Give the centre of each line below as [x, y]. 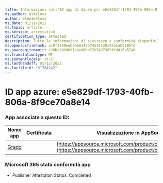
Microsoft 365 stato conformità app [48, 165]
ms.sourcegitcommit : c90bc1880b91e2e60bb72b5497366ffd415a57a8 [70, 50]
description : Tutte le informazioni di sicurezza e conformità [70, 41]
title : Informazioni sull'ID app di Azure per [53, 9]
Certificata [39, 133]
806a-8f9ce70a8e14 [48, 102]
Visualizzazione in [118, 133]
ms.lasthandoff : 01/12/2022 [33, 63]
